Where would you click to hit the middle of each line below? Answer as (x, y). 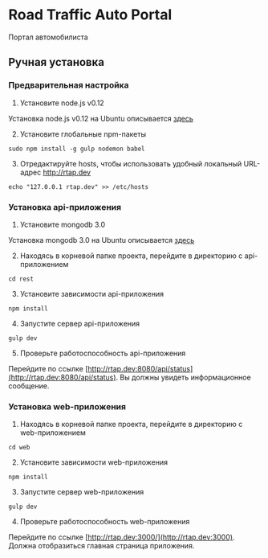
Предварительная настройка (69, 85)
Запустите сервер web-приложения (82, 492)
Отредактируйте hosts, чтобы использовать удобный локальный (131, 163)
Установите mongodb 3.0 (63, 224)
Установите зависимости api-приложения (92, 293)
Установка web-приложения (67, 406)
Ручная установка (56, 62)
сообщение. (29, 386)
